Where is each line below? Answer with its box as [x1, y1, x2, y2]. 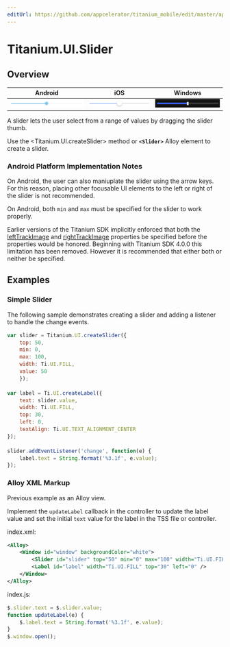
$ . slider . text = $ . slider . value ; [7, 604, 103, 611]
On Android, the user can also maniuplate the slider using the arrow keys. [7, 177, 214, 185]
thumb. [7, 123, 27, 132]
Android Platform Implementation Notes [7, 161, 142, 171]
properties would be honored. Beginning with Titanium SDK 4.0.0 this [7, 240, 203, 248]
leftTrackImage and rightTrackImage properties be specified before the [7, 232, 207, 241]
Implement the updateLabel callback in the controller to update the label [7, 507, 209, 515]
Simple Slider [7, 295, 53, 304]
